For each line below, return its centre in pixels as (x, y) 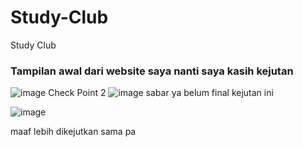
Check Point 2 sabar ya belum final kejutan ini (161, 93)
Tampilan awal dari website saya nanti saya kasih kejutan (152, 71)
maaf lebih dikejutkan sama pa (73, 132)
